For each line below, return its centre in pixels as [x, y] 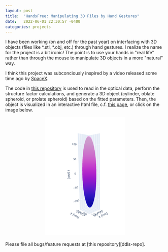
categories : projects [28, 27]
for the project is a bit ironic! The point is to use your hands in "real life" [80, 53]
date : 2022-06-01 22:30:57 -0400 [43, 21]
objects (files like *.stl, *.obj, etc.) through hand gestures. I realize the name [84, 47]
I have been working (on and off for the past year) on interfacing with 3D [81, 42]
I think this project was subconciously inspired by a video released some [81, 73]
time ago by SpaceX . [27, 79]
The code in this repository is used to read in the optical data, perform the [82, 88]
